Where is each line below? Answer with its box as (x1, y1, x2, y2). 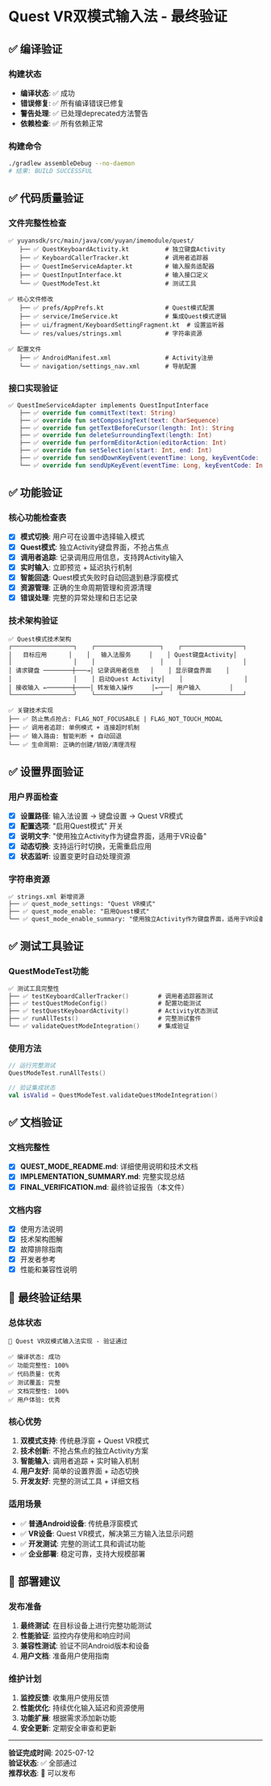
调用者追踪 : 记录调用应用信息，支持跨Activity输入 (19, 552, 184, 562)
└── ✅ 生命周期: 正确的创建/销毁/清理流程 (8, 741, 136, 749)
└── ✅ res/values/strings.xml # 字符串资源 (19, 329, 203, 338)
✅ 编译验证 (8, 42, 63, 56)
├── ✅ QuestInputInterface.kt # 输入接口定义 (19, 271, 209, 279)
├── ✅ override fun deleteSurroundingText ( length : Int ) (19, 432, 212, 440)
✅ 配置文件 (8, 345, 42, 353)
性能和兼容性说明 (19, 1265, 77, 1274)
